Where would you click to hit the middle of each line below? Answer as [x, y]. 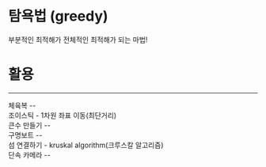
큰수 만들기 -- [30, 125]
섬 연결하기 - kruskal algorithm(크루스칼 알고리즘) [86, 145]
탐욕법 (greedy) [58, 16]
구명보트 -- [25, 135]
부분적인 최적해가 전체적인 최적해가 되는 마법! [78, 40]
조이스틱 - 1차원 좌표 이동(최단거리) [63, 115]
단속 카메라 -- [30, 154]
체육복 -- [22, 105]
